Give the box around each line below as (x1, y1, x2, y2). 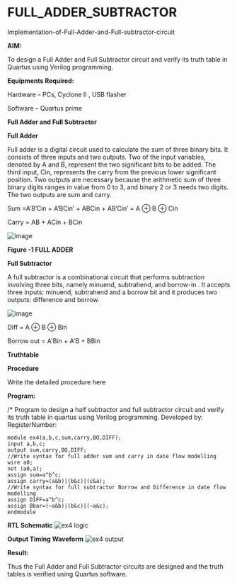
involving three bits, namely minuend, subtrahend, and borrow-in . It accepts (7, 280, 231, 289)
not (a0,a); (7, 465, 42, 472)
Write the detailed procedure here (7, 377, 106, 386)
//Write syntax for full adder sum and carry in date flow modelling (7, 452, 217, 459)
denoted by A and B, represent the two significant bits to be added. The (7, 160, 216, 169)
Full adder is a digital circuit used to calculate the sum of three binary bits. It (7, 145, 229, 153)
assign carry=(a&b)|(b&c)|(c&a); (7, 477, 106, 484)
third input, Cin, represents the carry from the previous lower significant (7, 167, 217, 176)
